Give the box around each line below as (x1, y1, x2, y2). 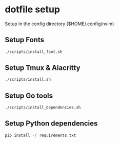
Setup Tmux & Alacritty (5, 63, 81, 73)
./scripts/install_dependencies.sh (5, 105, 81, 110)
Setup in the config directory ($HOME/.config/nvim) (5, 21, 114, 27)
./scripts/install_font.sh (5, 49, 63, 55)
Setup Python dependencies (5, 119, 98, 128)
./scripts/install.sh (5, 77, 51, 82)
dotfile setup (5, 4, 60, 15)
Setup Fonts (5, 35, 45, 44)
